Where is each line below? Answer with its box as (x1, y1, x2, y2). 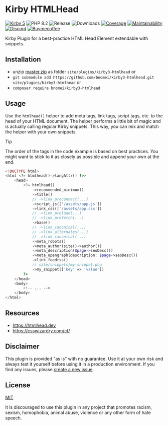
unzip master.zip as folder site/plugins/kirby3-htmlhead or (12, 68, 136, 75)
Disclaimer (5, 342, 40, 351)
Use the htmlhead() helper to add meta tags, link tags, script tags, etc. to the (5, 112, 163, 119)
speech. (5, 414, 22, 421)
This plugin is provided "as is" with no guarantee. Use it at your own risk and (5, 356, 163, 362)
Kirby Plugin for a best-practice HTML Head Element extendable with (5, 35, 148, 41)
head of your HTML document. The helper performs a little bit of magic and (5, 118, 161, 124)
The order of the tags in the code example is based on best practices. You (5, 148, 158, 154)
